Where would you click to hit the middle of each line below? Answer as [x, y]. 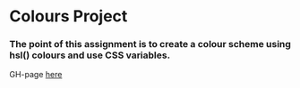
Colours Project [69, 16]
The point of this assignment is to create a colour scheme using [150, 44]
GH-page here [36, 75]
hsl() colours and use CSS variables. [90, 55]
